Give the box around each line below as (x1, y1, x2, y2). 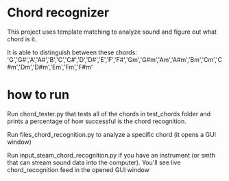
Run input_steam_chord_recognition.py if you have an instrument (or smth (7, 151, 216, 159)
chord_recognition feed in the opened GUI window (7, 165, 149, 173)
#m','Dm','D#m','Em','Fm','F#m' (7, 63, 93, 71)
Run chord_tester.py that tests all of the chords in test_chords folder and (7, 109, 211, 118)
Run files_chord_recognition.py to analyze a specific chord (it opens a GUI (7, 130, 217, 138)
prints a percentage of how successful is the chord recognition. (7, 117, 186, 125)
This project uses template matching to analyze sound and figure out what (7, 28, 217, 36)
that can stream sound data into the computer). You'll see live (7, 158, 181, 167)
